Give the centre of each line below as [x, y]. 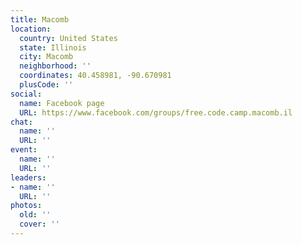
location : [31, 29]
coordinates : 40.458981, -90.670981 [95, 76]
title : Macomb [40, 19]
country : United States [68, 38]
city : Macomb [46, 57]
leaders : [28, 177]
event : [24, 150]
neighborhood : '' [55, 66]
